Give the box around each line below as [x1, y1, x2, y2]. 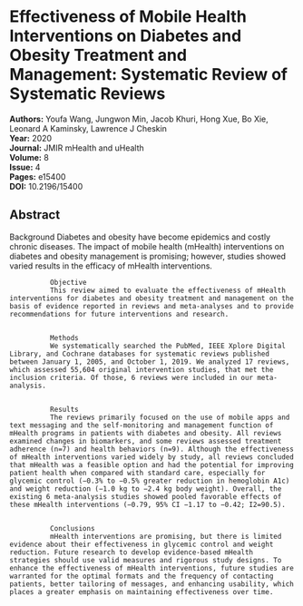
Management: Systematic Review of [9, 64, 288, 85]
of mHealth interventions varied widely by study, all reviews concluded [9, 452, 295, 462]
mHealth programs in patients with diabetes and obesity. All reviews [9, 428, 282, 437]
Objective [49, 278, 88, 287]
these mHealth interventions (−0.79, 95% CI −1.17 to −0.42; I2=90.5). [9, 500, 286, 509]
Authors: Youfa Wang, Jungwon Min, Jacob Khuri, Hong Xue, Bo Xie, [9, 113, 269, 124]
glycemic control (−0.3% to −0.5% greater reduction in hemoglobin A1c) [9, 476, 290, 485]
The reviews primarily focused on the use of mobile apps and [49, 413, 290, 422]
